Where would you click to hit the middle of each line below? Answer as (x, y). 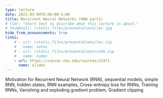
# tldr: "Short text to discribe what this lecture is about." (72, 24)
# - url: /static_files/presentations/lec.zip (63, 42)
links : (12, 38)
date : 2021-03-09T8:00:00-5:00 (38, 14)
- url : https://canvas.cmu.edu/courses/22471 (62, 61)
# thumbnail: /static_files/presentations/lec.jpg (59, 28)
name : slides (32, 65)
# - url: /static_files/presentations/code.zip (64, 51)
